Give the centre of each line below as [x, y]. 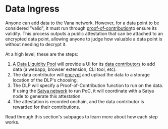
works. [12, 122]
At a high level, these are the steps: [42, 54]
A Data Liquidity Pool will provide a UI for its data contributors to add [84, 64]
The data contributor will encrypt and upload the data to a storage [81, 74]
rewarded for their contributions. [46, 107]
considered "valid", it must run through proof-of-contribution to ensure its [81, 28]
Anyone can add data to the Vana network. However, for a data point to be [82, 23]
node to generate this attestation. [47, 96]
